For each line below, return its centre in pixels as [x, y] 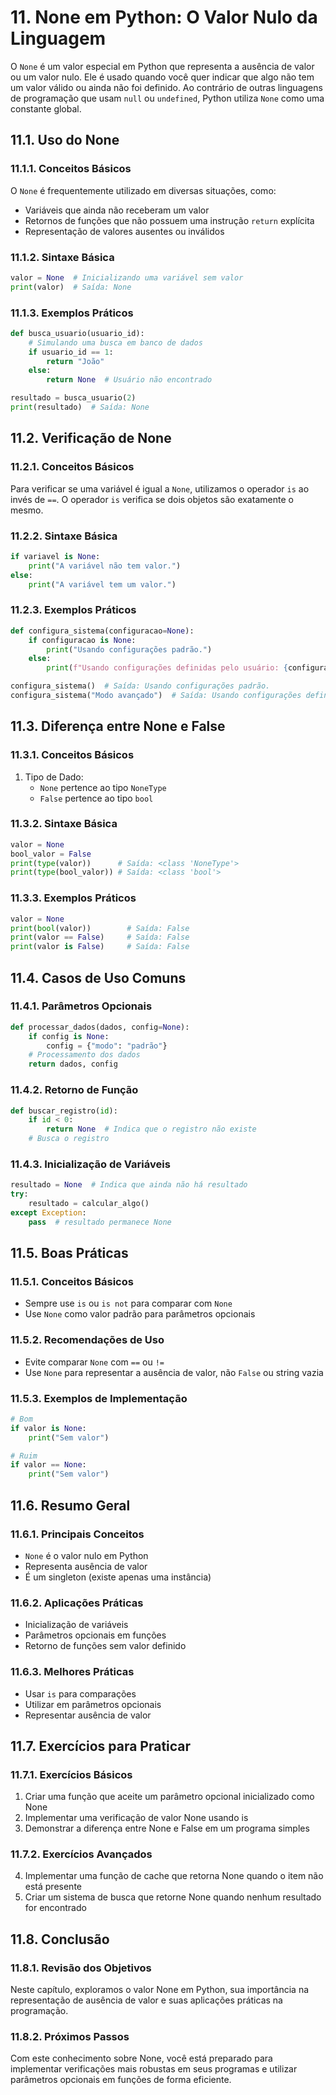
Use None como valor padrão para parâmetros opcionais [140, 1314]
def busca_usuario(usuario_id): [77, 333]
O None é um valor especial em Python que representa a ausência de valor [162, 66]
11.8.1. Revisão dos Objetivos [81, 1968]
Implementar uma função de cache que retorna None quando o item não [174, 1876]
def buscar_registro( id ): [64, 1111]
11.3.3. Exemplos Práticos [73, 898]
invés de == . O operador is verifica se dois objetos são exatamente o [152, 499]
